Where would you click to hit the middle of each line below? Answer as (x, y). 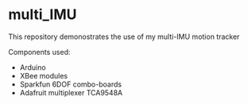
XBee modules (44, 75)
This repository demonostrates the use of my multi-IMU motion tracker (124, 37)
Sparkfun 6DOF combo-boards (70, 84)
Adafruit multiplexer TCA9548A (71, 92)
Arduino (33, 67)
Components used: (39, 52)
